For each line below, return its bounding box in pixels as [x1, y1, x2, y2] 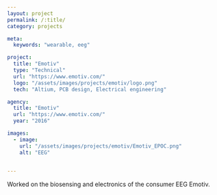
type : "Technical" [13, 67, 66, 73]
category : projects [7, 23, 63, 30]
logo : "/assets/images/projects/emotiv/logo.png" [13, 80, 157, 87]
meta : [7, 35, 23, 42]
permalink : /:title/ [7, 16, 66, 23]
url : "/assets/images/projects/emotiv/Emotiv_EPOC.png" [19, 142, 183, 150]
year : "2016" [13, 117, 51, 124]
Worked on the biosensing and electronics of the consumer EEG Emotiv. [7, 180, 210, 189]
